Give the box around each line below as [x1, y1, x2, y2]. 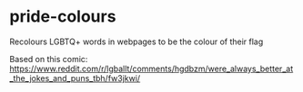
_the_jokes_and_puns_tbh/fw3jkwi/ [9, 72, 141, 83]
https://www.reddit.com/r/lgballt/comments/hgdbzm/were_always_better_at [9, 63, 294, 74]
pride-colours [9, 6, 116, 27]
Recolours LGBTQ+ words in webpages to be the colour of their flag [9, 36, 264, 47]
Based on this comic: [9, 53, 88, 64]
